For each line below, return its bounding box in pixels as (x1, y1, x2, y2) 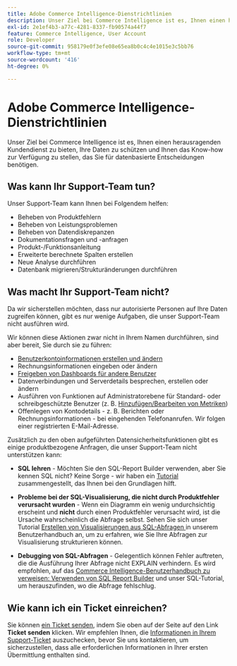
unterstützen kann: (7, 451, 62, 459)
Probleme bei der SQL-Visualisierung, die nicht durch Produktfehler (17, 493, 220, 502)
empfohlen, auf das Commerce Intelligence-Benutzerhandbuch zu (17, 567, 210, 575)
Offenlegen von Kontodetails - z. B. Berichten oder (17, 407, 164, 416)
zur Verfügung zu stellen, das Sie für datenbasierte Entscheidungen (7, 152, 205, 161)
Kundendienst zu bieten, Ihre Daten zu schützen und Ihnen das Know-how (7, 145, 224, 154)
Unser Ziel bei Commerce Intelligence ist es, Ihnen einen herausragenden (7, 138, 221, 146)
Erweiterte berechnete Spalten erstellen (17, 250, 133, 259)
